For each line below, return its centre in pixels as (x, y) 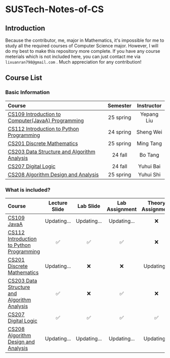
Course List (24, 78)
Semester (119, 105)
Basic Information (28, 93)
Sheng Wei (149, 132)
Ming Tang (149, 143)
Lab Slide (89, 206)
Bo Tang (149, 155)
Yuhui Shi (150, 174)
